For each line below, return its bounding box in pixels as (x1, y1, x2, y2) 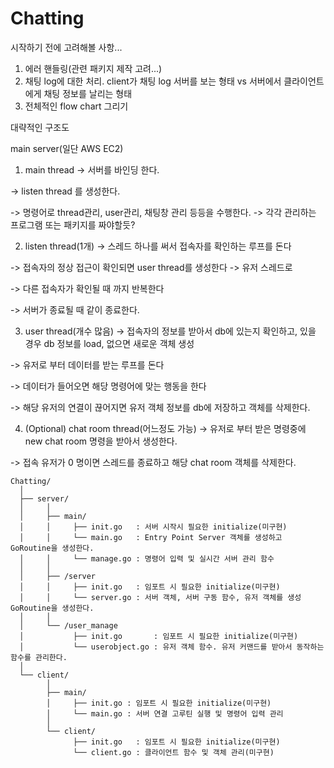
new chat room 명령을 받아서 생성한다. (24, 435, 178, 447)
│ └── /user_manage (19, 620, 118, 631)
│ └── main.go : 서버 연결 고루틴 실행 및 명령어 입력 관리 (46, 708, 284, 719)
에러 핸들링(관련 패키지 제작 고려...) (24, 62, 163, 74)
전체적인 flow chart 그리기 (24, 100, 129, 112)
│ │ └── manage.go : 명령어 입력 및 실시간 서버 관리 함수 (19, 553, 275, 564)
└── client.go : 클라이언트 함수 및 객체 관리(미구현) (73, 747, 275, 757)
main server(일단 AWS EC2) (10, 142, 124, 154)
